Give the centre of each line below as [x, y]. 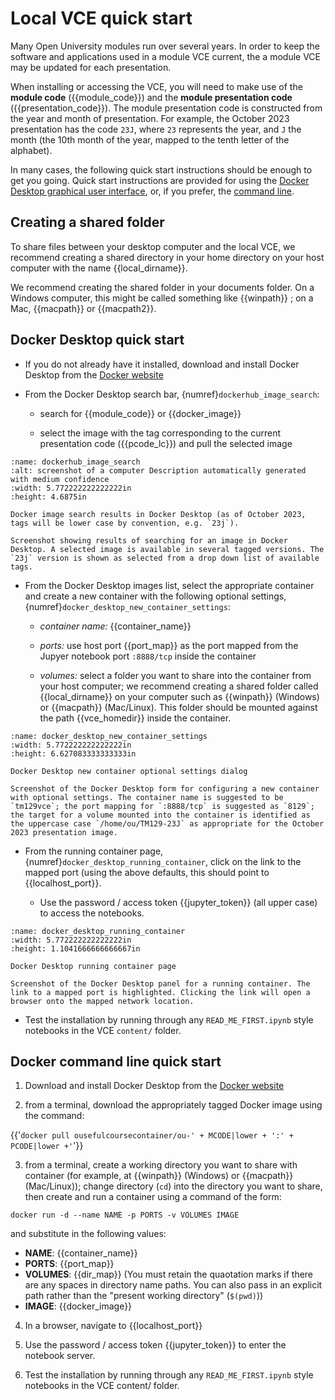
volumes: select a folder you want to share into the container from [175, 675]
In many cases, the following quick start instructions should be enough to [161, 169]
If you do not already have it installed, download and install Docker [162, 364]
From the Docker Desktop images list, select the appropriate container [169, 585]
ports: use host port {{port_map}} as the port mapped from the [169, 645]
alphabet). [31, 150]
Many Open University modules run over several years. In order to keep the [165, 46]
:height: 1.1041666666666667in [75, 948]
